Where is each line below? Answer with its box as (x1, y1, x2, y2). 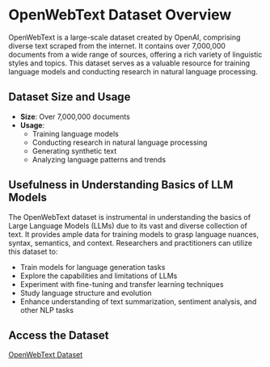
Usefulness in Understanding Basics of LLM (8, 178, 234, 192)
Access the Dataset (8, 328, 109, 342)
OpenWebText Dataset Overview (8, 6, 232, 24)
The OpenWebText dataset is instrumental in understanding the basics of (8, 212, 251, 221)
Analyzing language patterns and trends (32, 154, 167, 164)
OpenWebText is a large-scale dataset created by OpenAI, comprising (8, 32, 241, 42)
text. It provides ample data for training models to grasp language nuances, (8, 229, 259, 239)
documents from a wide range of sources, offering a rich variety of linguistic (8, 49, 263, 59)
